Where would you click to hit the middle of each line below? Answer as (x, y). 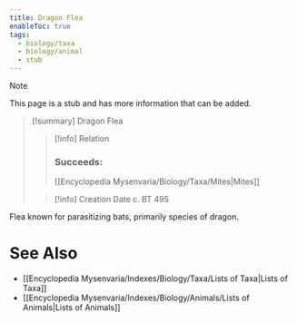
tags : (20, 34)
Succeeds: (79, 161)
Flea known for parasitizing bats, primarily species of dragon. (124, 217)
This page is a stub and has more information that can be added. (130, 103)
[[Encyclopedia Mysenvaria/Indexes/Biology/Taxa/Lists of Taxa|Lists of (155, 278)
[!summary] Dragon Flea (77, 121)
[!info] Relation (82, 138)
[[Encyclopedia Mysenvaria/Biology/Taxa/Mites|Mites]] (157, 181)
